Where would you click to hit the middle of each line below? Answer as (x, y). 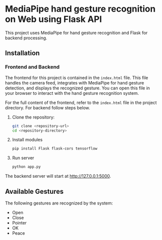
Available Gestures (34, 191)
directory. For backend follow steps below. (48, 107)
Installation (22, 53)
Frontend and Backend (32, 67)
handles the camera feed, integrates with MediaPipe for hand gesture (75, 83)
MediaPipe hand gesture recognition (80, 9)
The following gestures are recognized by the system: (59, 203)
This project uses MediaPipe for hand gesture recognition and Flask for (76, 33)
